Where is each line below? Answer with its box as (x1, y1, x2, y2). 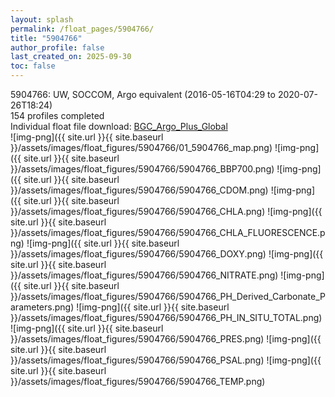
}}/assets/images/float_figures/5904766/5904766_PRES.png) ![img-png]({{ (10, 333, 322, 345)
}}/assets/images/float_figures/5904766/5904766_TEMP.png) (10, 376, 266, 387)
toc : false (10, 61, 56, 71)
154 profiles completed (10, 110, 105, 121)
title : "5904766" (10, 33, 83, 43)
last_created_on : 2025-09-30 (10, 52, 132, 62)
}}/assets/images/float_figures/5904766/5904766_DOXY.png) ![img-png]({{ (10, 248, 324, 260)
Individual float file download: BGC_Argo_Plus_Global (10, 121, 228, 132)
